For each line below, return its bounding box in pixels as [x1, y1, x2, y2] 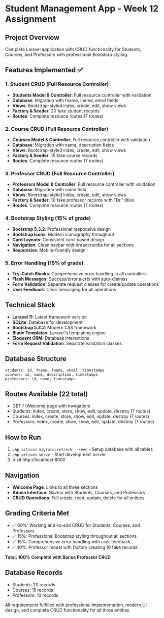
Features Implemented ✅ [5, 66, 83, 74]
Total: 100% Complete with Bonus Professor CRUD [5, 554, 111, 560]
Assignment [5, 13, 56, 25]
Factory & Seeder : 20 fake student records [12, 107, 100, 114]
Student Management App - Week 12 [5, 3, 159, 14]
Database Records [5, 568, 63, 577]
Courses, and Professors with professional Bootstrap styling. [5, 51, 129, 57]
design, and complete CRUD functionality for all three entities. [5, 607, 131, 613]
